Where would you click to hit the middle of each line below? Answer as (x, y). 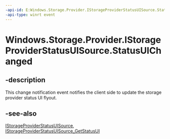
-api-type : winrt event (30, 15)
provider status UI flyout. (31, 97)
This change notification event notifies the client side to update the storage (83, 92)
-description (25, 80)
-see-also (21, 113)
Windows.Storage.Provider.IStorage (83, 40)
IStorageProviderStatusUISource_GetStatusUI (53, 131)
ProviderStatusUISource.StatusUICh (83, 50)
